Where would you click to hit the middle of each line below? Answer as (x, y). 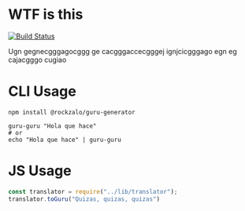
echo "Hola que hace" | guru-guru (65, 140)
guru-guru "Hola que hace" (52, 126)
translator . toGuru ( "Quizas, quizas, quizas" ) (84, 199)
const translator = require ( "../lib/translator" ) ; (93, 191)
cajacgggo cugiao (37, 60)
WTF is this (46, 15)
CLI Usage (42, 91)
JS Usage (40, 171)
